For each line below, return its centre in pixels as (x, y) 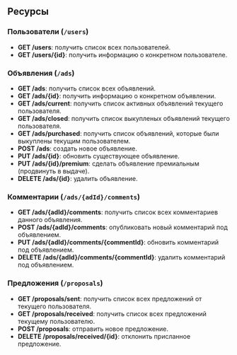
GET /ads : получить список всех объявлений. (87, 88)
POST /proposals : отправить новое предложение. (93, 329)
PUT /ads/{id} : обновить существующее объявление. (99, 156)
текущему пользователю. (56, 321)
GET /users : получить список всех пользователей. (94, 47)
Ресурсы (28, 12)
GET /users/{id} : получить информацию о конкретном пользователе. (122, 54)
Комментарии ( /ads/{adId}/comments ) (74, 197)
